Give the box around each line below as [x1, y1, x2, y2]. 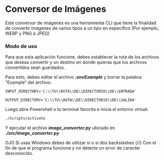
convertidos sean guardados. [5, 64, 66, 70]
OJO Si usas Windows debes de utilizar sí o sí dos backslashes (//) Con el [5, 140, 157, 146]
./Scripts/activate [5, 116, 46, 121]
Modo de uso [5, 43, 37, 50]
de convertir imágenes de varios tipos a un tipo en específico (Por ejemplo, [5, 25, 159, 31]
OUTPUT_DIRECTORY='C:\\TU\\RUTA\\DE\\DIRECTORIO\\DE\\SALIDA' [5, 98, 137, 103]
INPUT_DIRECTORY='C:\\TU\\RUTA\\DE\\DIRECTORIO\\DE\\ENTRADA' [5, 89, 137, 94]
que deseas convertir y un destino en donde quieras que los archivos [5, 59, 147, 65]
